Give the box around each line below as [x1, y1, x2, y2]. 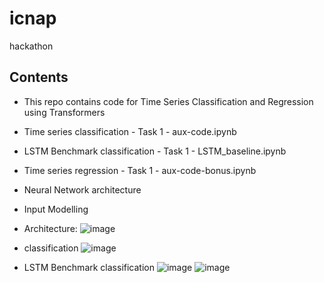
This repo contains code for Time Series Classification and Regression [23, 95, 314, 107]
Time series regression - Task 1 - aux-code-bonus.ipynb [23, 164, 257, 176]
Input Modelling [23, 203, 89, 215]
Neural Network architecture [23, 183, 142, 196]
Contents [9, 69, 69, 86]
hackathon [9, 40, 54, 52]
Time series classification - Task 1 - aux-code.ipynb [23, 125, 237, 137]
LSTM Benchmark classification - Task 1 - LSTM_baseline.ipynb [23, 145, 287, 157]
